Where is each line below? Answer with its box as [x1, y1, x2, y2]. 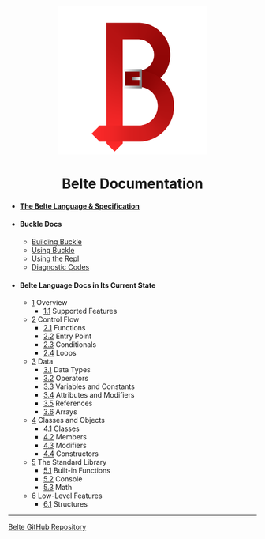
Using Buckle [31, 245, 75, 254]
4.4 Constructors [43, 449, 99, 458]
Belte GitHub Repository [8, 522, 87, 532]
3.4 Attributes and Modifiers [43, 390, 135, 400]
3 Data [31, 356, 54, 366]
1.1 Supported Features [43, 307, 118, 316]
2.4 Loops [43, 349, 77, 358]
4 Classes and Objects [31, 416, 105, 425]
